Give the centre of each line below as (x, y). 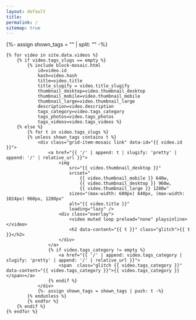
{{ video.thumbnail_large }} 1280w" (124, 189)
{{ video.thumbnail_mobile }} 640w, (124, 178)
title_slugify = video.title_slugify (84, 86)
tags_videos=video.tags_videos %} (80, 122)
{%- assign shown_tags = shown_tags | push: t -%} (101, 291)
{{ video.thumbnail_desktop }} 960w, (126, 183)
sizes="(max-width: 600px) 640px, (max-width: (127, 194)
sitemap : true (23, 28)
